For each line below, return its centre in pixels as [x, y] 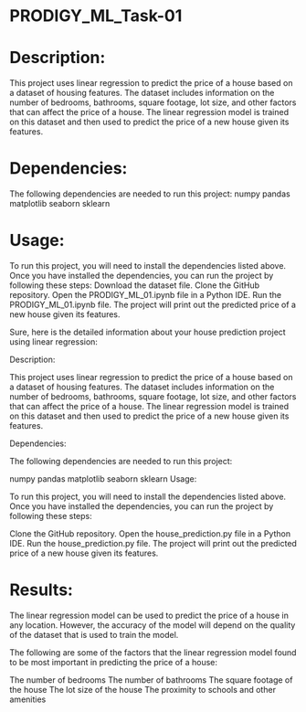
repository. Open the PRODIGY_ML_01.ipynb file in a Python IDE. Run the [146, 295]
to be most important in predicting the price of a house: [113, 662]
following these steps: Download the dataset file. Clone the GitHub [135, 285]
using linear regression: [54, 342]
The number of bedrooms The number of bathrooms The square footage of [151, 680]
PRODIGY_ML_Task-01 [96, 16]
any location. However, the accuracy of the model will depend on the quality [153, 625]
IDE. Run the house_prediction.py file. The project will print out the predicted [153, 543]
